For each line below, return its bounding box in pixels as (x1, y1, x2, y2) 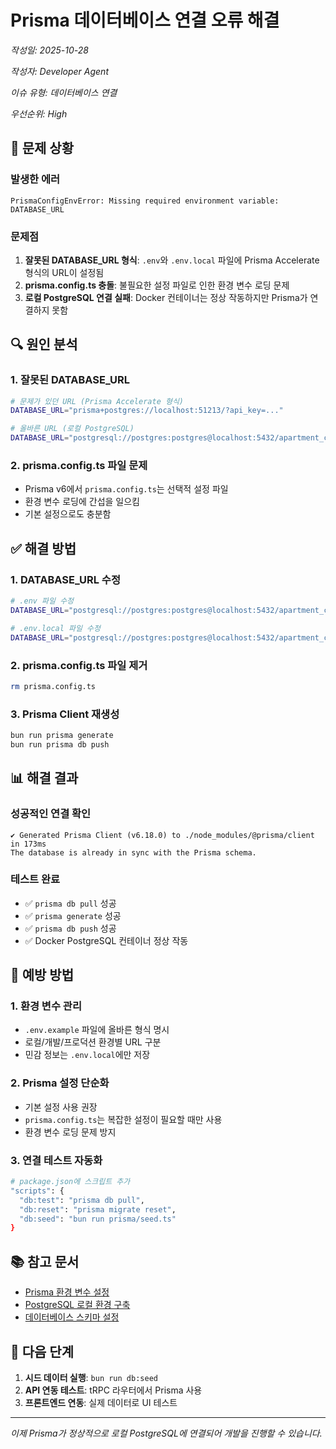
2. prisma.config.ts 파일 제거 (10, 658, 148, 672)
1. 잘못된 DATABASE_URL (10, 373, 131, 387)
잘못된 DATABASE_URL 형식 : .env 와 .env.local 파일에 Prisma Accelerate (24, 254, 320, 266)
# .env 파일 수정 (10, 596, 75, 606)
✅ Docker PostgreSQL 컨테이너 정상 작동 (24, 934, 189, 946)
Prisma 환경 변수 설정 (24, 1286, 110, 1298)
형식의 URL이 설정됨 (24, 266, 105, 278)
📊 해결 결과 (10, 770, 79, 787)
